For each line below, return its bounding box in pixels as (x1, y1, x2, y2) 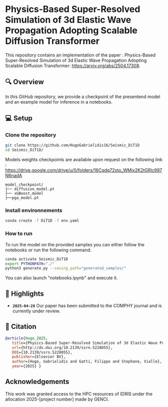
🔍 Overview (5, 78, 44, 86)
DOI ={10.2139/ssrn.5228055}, (11, 349, 72, 355)
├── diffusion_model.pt (5, 187, 55, 192)
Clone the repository (5, 132, 56, 139)
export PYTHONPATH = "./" (5, 261, 55, 266)
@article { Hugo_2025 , (5, 335, 48, 341)
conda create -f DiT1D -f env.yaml (5, 218, 79, 223)
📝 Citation (5, 322, 36, 331)
